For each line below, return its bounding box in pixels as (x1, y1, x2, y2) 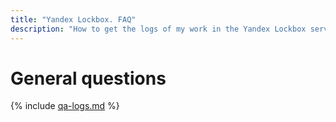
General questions (10, 67, 167, 90)
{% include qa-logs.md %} (10, 100, 120, 112)
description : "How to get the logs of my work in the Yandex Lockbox (10, 24, 307, 34)
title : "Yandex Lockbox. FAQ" (10, 14, 137, 25)
